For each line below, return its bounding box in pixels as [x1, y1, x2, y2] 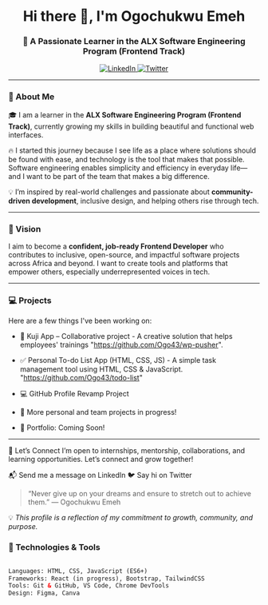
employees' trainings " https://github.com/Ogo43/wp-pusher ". [19, 340, 223, 350]
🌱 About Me [8, 91, 55, 102]
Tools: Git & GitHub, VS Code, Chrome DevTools [8, 582, 170, 590]
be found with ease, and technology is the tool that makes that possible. [8, 154, 245, 164]
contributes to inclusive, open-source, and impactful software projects [8, 250, 240, 260]
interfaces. [8, 129, 44, 139]
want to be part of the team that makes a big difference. [26, 171, 210, 181]
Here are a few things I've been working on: [8, 316, 152, 326]
